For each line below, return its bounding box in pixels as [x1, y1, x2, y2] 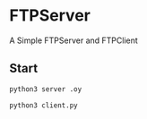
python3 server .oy [9, 84, 82, 94]
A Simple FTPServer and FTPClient [9, 35, 139, 46]
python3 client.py [9, 100, 78, 110]
